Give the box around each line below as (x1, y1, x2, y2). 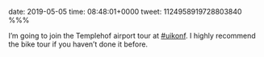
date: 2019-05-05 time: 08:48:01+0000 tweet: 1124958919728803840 (8, 7, 242, 16)
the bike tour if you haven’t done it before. (8, 39, 148, 49)
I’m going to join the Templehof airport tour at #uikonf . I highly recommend (8, 31, 256, 40)
